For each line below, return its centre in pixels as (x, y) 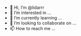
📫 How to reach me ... (32, 28)
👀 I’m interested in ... (30, 13)
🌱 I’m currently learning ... (36, 18)
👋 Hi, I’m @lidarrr (27, 8)
